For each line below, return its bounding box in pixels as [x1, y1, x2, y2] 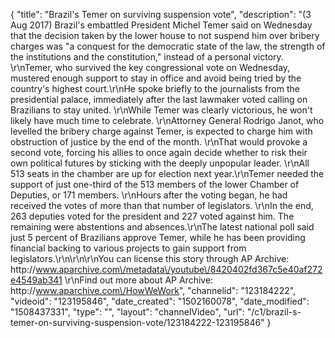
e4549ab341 [10, 274, 63, 286]
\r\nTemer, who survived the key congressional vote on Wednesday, [10, 62, 291, 73]
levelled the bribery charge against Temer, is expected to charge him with [10, 125, 313, 137]
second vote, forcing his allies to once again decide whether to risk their [10, 147, 308, 158]
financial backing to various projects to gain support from [10, 242, 247, 254]
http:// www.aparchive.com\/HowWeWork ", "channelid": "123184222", [10, 285, 297, 296]
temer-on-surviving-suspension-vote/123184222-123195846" [10, 317, 265, 328]
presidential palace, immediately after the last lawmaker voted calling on [10, 94, 308, 105]
